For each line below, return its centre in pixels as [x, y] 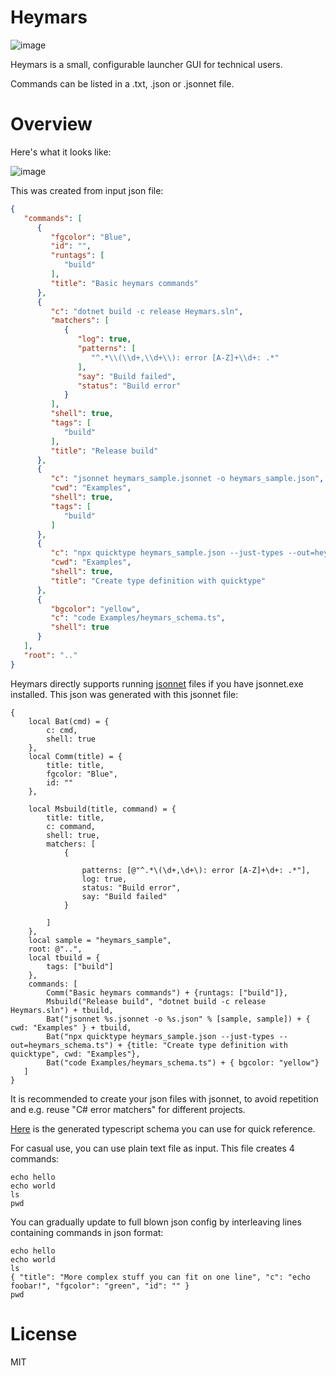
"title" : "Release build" [104, 451]
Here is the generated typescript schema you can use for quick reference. [163, 1128]
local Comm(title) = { [75, 756]
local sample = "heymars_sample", [100, 940]
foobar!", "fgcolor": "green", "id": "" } [100, 1286]
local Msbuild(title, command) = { [102, 809]
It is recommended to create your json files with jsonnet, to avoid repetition [164, 1098]
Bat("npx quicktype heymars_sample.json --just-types [160, 1036]
